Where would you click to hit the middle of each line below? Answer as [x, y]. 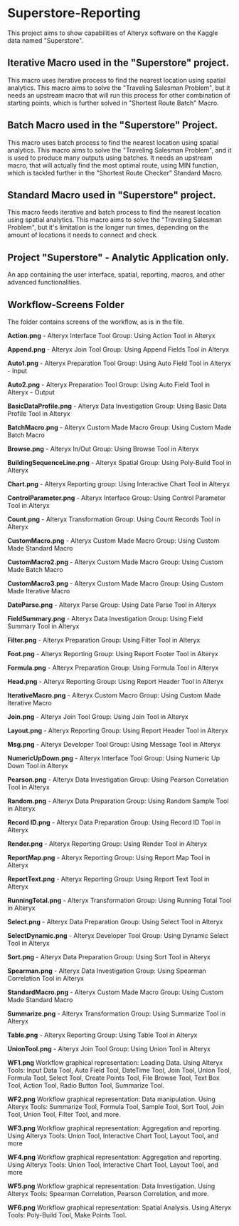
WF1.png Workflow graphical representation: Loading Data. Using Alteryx [115, 1063]
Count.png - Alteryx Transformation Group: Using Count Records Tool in [114, 519]
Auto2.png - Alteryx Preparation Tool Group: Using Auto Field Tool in [109, 384]
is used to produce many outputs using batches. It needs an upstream [110, 158]
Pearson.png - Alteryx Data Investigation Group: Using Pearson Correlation [118, 780]
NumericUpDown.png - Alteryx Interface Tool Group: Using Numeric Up [114, 758]
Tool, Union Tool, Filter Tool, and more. [64, 1114]
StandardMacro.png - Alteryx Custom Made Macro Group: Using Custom [116, 992]
